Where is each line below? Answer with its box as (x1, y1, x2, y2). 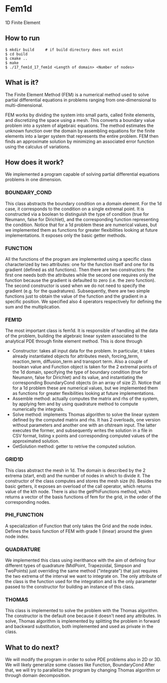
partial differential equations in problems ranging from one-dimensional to (5, 97, 157, 103)
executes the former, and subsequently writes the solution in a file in (12, 427, 153, 433)
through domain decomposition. (5, 673, 71, 679)
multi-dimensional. (5, 102, 43, 108)
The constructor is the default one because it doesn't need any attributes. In (5, 613, 162, 619)
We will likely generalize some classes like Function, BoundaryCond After (5, 662, 155, 668)
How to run (5, 34, 40, 42)
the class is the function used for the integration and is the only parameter (5, 579, 157, 585)
